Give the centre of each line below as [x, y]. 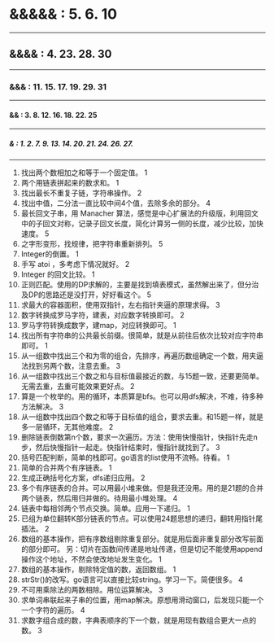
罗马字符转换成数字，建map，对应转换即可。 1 [99, 326]
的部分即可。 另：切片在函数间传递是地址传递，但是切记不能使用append [141, 549]
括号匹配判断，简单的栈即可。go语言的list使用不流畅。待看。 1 [125, 457]
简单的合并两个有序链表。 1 [66, 468]
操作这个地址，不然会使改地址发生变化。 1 [91, 559]
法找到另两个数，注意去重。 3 [71, 366]
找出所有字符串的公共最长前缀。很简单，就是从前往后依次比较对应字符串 [142, 335]
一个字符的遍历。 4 [53, 610]
